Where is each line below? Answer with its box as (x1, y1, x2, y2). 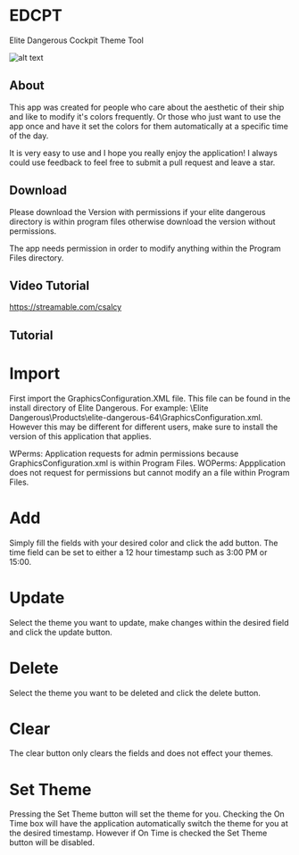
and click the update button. (9, 627, 113, 637)
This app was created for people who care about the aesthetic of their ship (9, 102, 285, 112)
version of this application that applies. (9, 430, 152, 442)
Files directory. (9, 252, 64, 263)
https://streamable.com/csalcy (9, 302, 122, 312)
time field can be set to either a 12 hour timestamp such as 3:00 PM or (9, 546, 268, 558)
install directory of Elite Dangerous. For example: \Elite (9, 403, 209, 413)
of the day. (9, 130, 49, 141)
